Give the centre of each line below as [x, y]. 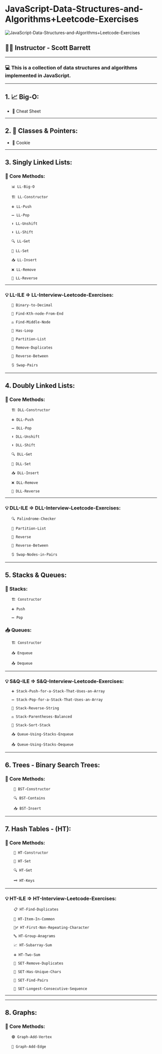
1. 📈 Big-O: [22, 97]
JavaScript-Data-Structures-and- [74, 9]
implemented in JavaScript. [38, 75]
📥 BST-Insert [27, 808]
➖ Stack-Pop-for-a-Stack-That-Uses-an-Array [57, 700]
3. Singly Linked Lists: [39, 163]
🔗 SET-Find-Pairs [31, 980]
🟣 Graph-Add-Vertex [32, 1037]
